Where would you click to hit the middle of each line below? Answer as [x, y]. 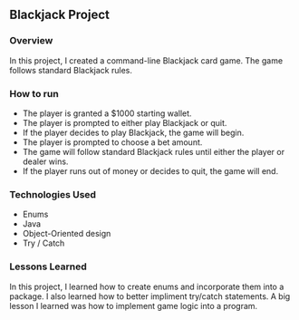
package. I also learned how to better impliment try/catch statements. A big [150, 296]
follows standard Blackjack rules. [71, 70]
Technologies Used [53, 194]
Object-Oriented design [67, 234]
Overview [31, 41]
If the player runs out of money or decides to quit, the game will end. [150, 170]
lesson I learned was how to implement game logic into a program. [134, 305]
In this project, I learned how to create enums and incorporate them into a [147, 286]
